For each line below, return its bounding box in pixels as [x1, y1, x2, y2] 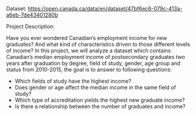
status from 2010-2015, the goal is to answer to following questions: [6, 66, 172, 73]
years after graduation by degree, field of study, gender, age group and [6, 59, 181, 67]
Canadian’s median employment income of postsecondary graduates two [6, 54, 185, 60]
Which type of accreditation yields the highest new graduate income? [14, 96, 185, 104]
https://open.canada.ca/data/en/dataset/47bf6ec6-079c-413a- [27, 5, 183, 12]
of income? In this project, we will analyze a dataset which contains [6, 47, 171, 54]
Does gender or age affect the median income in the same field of [14, 84, 176, 91]
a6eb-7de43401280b [6, 11, 58, 18]
